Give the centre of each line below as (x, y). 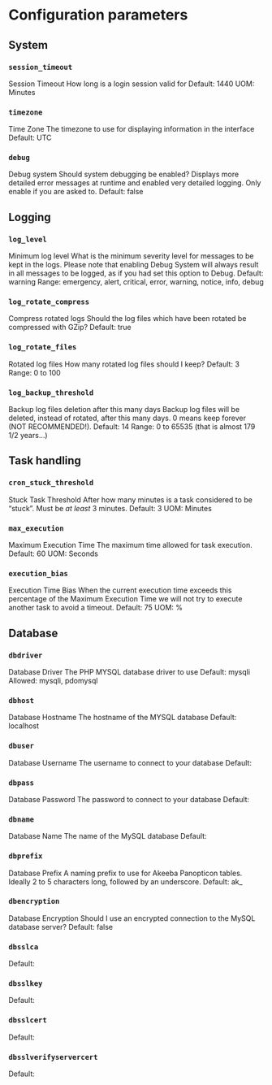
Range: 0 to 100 (35, 372)
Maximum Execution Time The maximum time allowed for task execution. (131, 545)
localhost (24, 726)
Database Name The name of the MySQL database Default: (108, 836)
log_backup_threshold (51, 393)
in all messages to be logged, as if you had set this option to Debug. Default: (136, 273)
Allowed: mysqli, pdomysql (53, 681)
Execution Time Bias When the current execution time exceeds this (121, 590)
